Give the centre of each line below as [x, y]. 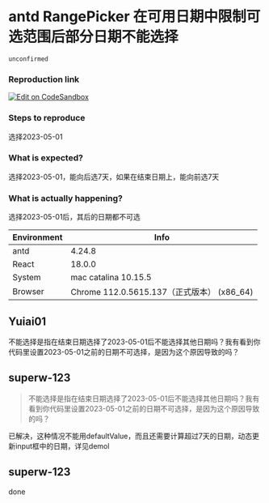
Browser [28, 292]
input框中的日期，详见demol [62, 445]
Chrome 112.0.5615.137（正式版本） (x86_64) [162, 292]
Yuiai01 [27, 321]
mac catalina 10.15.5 [111, 278]
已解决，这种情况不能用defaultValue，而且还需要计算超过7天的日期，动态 [130, 436]
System [27, 278]
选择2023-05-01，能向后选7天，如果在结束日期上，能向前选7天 [114, 177]
